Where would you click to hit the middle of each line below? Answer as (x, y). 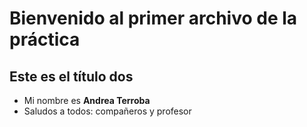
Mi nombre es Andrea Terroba (87, 100)
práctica (45, 39)
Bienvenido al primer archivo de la (153, 18)
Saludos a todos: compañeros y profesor (107, 111)
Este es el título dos (71, 76)
